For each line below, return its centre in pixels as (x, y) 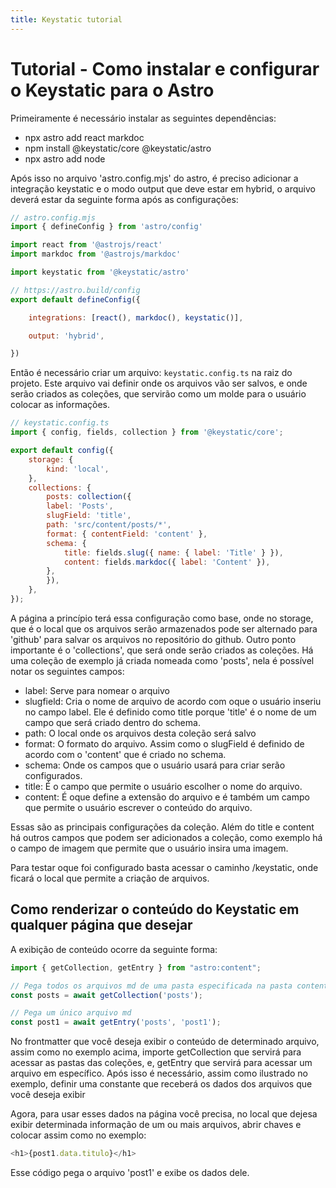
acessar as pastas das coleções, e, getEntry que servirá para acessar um (161, 1063)
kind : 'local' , (78, 469)
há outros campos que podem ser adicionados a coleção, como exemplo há (166, 837)
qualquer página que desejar (101, 925)
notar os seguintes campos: (67, 671)
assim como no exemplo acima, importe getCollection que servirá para (156, 1052)
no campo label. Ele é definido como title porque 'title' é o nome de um (170, 712)
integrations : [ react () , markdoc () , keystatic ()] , (136, 317)
